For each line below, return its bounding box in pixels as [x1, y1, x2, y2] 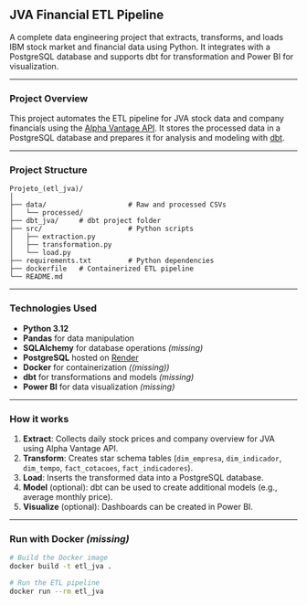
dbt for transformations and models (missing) [22, 371, 195, 382]
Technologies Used [9, 302, 98, 314]
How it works [9, 412, 69, 425]
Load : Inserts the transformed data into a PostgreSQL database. [22, 472, 264, 483]
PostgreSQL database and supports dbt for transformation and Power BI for [9, 50, 294, 62]
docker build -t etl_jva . [9, 562, 112, 571]
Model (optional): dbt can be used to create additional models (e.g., [22, 482, 278, 493]
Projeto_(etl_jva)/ [9, 185, 84, 194]
